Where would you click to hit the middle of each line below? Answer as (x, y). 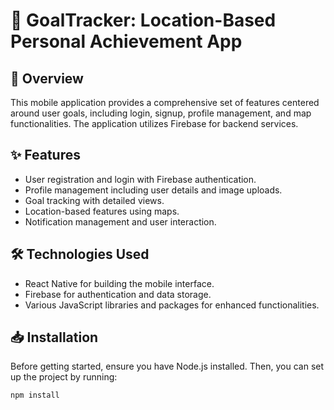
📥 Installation (54, 337)
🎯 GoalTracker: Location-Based (143, 20)
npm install (35, 395)
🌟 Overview (47, 78)
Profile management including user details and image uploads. (153, 190)
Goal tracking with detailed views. (94, 200)
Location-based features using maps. (102, 211)
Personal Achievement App (126, 41)
